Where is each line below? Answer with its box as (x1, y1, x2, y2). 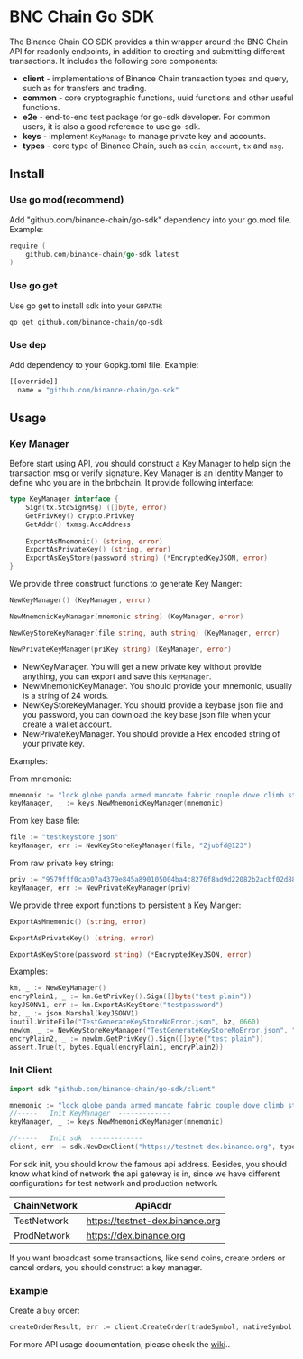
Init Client (9, 1064, 52, 1077)
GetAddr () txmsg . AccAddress (25, 520, 131, 529)
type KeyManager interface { (9, 495, 119, 504)
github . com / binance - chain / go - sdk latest (25, 250, 179, 259)
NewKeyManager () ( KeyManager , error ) (9, 596, 151, 605)
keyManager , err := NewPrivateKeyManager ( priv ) (9, 883, 192, 892)
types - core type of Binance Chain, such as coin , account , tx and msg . (22, 140, 284, 151)
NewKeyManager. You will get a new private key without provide (22, 661, 262, 672)
